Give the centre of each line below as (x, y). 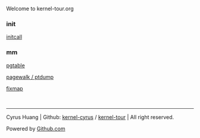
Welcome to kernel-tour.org (40, 9)
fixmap (15, 88)
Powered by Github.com (36, 128)
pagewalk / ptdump (30, 77)
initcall (14, 37)
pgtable (15, 65)
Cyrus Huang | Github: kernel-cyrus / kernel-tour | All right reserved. (90, 117)
